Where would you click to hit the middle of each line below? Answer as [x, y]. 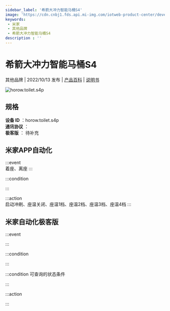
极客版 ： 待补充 [22, 132]
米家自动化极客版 [32, 222]
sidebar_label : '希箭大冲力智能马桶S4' [44, 10]
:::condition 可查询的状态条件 [35, 274]
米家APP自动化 [29, 150]
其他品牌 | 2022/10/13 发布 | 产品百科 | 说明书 [52, 79]
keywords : [16, 19]
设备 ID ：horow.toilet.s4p [32, 120]
